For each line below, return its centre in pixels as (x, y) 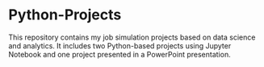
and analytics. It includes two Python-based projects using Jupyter (120, 45)
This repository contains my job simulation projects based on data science (132, 37)
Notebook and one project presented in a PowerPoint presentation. (120, 54)
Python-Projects (65, 15)
